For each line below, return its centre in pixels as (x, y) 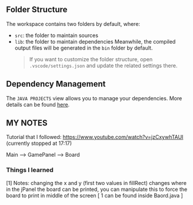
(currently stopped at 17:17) (39, 143)
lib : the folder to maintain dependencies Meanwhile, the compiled (95, 41)
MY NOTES (27, 123)
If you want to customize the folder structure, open (91, 59)
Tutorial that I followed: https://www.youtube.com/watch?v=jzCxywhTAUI (95, 137)
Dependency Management (56, 84)
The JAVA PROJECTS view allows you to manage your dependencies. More (94, 98)
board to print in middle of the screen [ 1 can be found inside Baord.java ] (95, 195)
